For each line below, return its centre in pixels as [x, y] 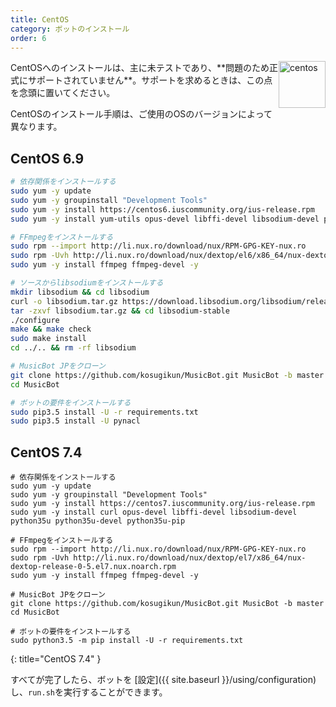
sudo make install [48, 339]
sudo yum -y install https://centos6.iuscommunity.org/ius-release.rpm [162, 209]
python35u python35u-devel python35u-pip [98, 521]
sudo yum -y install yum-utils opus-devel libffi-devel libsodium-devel [165, 219]
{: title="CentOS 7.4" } [56, 659]
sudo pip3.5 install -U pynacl [75, 421]
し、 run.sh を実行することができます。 [89, 692]
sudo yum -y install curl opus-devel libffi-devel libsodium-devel [154, 512]
